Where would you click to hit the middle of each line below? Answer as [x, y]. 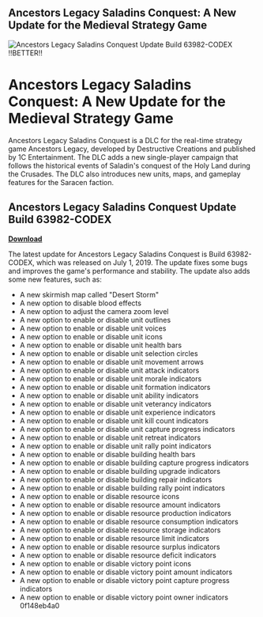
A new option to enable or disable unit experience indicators [117, 412]
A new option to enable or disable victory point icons [105, 563]
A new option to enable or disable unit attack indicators [109, 370]
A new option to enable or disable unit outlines [95, 320]
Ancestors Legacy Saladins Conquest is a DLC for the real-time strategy [125, 140]
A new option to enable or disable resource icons [100, 496]
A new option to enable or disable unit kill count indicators [114, 420]
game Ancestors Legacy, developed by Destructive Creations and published [132, 149]
